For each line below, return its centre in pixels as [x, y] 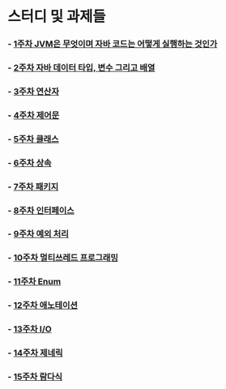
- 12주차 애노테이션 [43, 306]
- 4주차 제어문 [34, 115]
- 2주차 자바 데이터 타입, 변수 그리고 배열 [81, 68]
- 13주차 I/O [30, 329]
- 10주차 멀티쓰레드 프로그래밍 [63, 258]
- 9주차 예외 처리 [38, 234]
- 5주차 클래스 [33, 139]
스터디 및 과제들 [57, 17]
